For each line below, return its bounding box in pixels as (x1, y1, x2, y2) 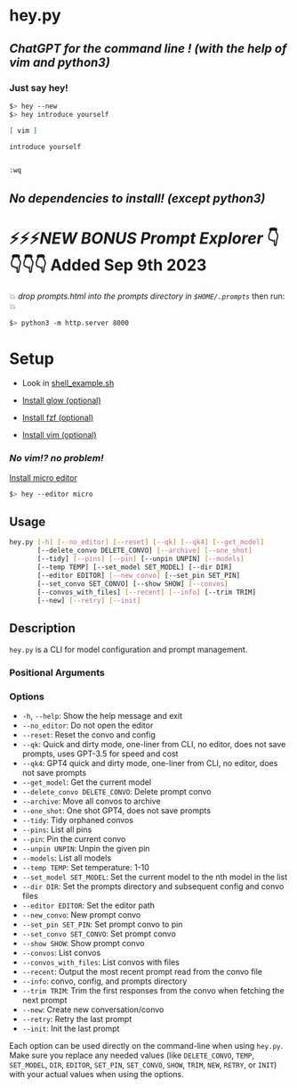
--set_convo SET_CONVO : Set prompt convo (21, 928, 176, 939)
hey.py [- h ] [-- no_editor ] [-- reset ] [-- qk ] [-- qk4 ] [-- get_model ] (9, 538, 265, 547)
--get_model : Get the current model (21, 777, 152, 787)
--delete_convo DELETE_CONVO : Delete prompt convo (21, 787, 212, 797)
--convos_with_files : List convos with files (21, 957, 180, 968)
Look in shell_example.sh (21, 378, 115, 389)
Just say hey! (9, 81, 68, 94)
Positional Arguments (9, 666, 105, 679)
